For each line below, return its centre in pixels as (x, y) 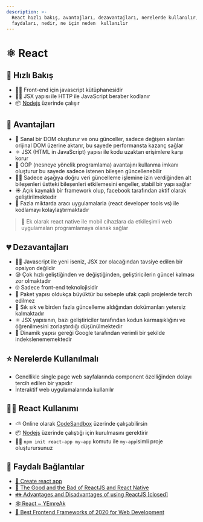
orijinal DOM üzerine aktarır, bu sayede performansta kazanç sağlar (99, 145)
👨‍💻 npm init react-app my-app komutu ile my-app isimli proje (89, 441)
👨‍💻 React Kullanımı (42, 408)
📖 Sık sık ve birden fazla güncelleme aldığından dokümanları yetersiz (100, 307)
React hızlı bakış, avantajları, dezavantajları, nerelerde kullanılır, (105, 18)
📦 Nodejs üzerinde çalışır (47, 103)
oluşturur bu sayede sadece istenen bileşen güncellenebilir (88, 171)
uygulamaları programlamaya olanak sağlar (75, 228)
